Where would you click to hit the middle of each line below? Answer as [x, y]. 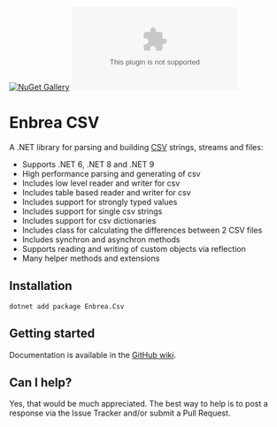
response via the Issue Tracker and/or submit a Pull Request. [120, 413]
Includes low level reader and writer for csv [101, 183]
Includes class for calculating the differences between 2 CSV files [142, 230]
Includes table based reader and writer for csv [107, 192]
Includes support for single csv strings [92, 211]
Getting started [52, 334]
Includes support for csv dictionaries [89, 220]
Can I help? [41, 382]
